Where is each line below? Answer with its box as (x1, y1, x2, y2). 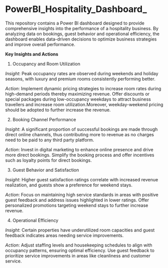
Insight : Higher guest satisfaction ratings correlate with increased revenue (5, 176, 158, 182)
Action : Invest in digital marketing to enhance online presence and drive (5, 146, 154, 152)
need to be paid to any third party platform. (5, 137, 94, 143)
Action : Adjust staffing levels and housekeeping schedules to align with (5, 242, 152, 248)
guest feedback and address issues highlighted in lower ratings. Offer (5, 197, 149, 203)
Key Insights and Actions (5, 51, 59, 57)
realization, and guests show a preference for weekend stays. (5, 182, 133, 188)
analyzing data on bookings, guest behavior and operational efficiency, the (5, 31, 159, 37)
